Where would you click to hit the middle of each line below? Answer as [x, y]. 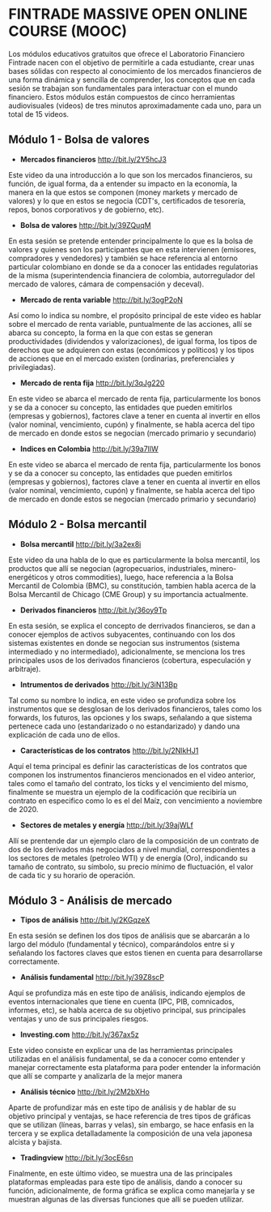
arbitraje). [25, 668]
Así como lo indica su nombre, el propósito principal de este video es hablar [135, 315]
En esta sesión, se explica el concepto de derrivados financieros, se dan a [132, 625]
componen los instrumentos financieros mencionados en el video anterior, [132, 775]
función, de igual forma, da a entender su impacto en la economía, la [123, 183]
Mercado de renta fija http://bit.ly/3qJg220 [92, 383]
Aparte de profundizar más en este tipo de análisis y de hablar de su [122, 1107]
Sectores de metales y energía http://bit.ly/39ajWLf [107, 825]
